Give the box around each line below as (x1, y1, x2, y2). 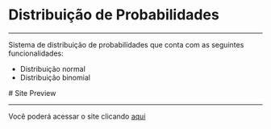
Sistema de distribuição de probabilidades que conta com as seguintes (8, 40, 244, 49)
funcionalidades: (8, 48, 65, 58)
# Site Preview (8, 88, 56, 98)
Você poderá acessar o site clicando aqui (8, 111, 146, 121)
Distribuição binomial (19, 73, 91, 82)
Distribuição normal (19, 64, 86, 73)
